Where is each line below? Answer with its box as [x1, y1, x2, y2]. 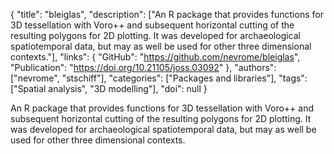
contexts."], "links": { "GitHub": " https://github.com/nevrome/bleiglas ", [10, 51, 301, 63]
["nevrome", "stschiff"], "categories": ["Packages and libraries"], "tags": [10, 72, 308, 84]
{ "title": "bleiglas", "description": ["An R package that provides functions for [10, 9, 324, 20]
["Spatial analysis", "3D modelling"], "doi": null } [10, 83, 208, 94]
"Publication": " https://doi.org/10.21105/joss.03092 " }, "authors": [10, 62, 277, 73]
